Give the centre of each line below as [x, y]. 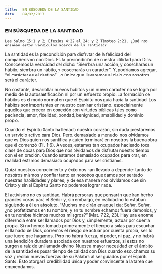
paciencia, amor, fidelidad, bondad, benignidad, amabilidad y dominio [74, 115]
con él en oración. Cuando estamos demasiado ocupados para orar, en [76, 155]
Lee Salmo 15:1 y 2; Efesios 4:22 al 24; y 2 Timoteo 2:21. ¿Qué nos [77, 41]
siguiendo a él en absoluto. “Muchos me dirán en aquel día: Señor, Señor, [78, 205]
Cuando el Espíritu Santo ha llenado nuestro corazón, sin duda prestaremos [80, 129]
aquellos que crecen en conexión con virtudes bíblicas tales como [71, 110]
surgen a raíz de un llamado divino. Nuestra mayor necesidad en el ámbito [79, 246]
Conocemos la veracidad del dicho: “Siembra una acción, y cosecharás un [79, 64]
